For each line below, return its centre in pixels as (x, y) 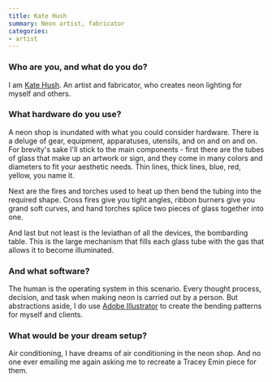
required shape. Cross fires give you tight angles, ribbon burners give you (132, 199)
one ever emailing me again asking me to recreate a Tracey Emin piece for (133, 362)
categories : (28, 31)
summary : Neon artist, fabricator (67, 24)
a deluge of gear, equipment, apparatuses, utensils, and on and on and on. (133, 141)
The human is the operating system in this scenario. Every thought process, (135, 289)
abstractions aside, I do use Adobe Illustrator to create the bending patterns (135, 306)
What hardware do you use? (65, 115)
